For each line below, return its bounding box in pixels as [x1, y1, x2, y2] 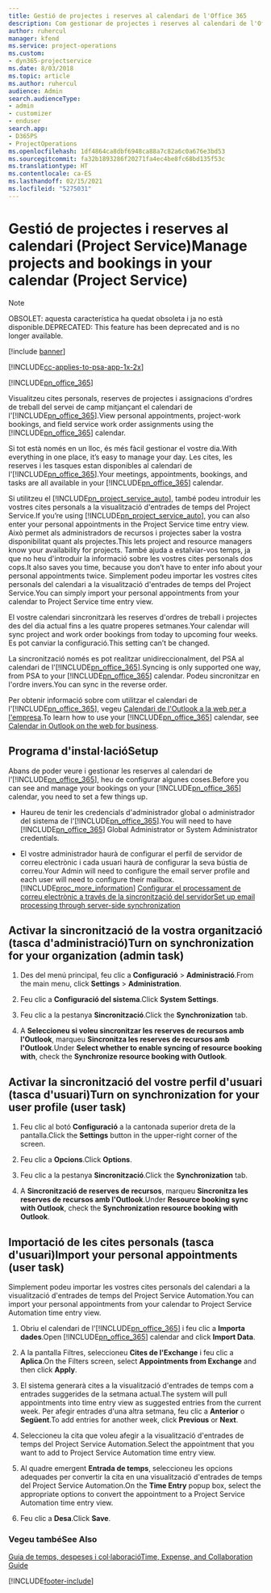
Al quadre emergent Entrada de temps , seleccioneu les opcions [19, 1463, 233, 1473]
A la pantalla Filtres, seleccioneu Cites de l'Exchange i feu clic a [19, 1347, 234, 1357]
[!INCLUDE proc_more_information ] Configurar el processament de [19, 883, 241, 893]
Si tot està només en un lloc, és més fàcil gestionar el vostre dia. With [8, 443, 238, 453]
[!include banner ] [8, 346, 66, 356]
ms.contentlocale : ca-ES [8, 170, 92, 178]
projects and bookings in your [8, 254, 212, 272]
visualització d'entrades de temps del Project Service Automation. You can [8, 1291, 254, 1300]
